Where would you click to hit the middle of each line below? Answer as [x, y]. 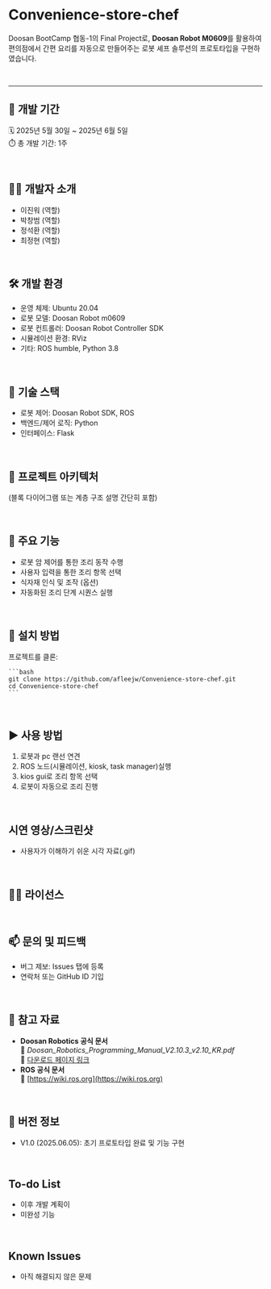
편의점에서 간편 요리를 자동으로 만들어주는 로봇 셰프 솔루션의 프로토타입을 [124, 48]
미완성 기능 [38, 1215]
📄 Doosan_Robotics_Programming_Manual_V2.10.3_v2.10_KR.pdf [127, 1049]
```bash [21, 672]
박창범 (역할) [40, 220]
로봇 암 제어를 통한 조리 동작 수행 [71, 561]
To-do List [35, 1184]
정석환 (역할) [40, 230]
